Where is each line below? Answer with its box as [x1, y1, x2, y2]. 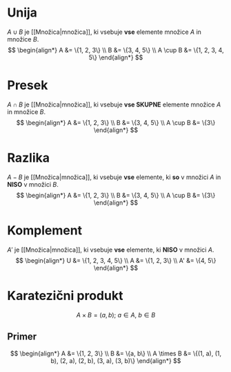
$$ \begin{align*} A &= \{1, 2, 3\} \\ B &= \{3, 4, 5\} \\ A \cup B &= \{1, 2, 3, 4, [8, 46, 224, 54]
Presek [7, 77, 48, 93]
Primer [7, 331, 37, 343]
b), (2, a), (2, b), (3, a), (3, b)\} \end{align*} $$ [50, 356, 181, 364]
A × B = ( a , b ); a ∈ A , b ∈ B [76, 310, 156, 319]
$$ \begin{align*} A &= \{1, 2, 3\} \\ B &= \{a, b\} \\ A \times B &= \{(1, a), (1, [10, 349, 222, 357]
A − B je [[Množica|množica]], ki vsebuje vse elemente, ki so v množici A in [7, 173, 221, 181]
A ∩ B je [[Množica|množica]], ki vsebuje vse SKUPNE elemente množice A [7, 100, 221, 109]
